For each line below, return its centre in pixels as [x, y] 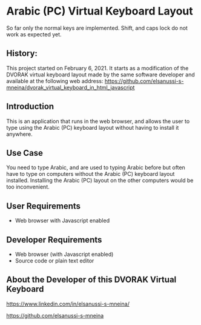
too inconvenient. [28, 187]
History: [22, 54]
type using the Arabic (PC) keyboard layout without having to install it [93, 127]
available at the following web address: [55, 81]
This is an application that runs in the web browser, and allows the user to [98, 121]
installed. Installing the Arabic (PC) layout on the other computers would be [100, 181]
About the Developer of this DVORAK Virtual [91, 280]
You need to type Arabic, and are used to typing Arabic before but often [96, 167]
